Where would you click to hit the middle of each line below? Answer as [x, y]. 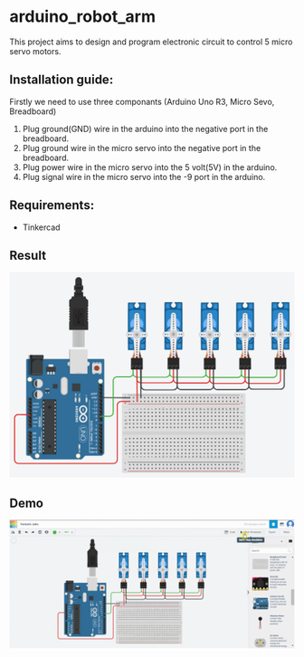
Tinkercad [41, 227]
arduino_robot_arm [83, 17]
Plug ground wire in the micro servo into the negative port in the [142, 148]
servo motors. [35, 51]
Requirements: [52, 205]
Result [28, 255]
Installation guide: [62, 80]
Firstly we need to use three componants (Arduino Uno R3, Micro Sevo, [142, 101]
